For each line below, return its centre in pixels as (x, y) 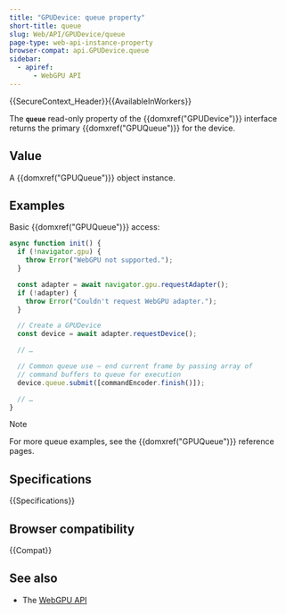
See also (33, 579)
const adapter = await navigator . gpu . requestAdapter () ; (123, 284)
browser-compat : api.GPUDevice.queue (79, 51)
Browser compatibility (72, 529)
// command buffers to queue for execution (99, 374)
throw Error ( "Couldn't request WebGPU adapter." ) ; (121, 301)
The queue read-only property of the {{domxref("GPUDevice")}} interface (143, 118)
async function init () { (55, 244)
